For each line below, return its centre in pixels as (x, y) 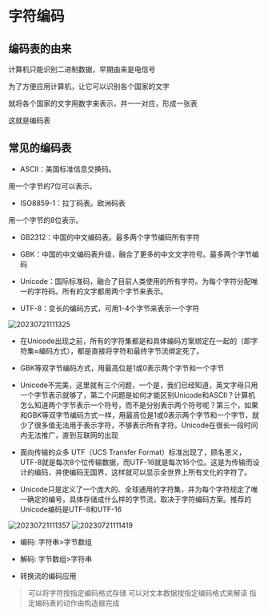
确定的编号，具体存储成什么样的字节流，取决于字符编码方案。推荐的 (139, 499)
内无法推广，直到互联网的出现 (69, 435)
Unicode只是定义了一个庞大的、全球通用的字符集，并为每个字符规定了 (136, 489)
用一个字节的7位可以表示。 (52, 186)
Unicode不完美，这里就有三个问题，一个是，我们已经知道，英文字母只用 (139, 385)
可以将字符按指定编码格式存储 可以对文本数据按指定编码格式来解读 (138, 593)
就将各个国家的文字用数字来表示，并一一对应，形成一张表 (103, 103)
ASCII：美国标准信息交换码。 (68, 168)
